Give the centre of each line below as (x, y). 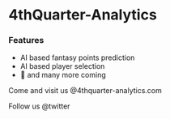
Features (26, 40)
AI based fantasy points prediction (77, 57)
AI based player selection (62, 66)
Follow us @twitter (39, 106)
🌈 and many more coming (63, 75)
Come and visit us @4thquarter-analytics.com (85, 91)
